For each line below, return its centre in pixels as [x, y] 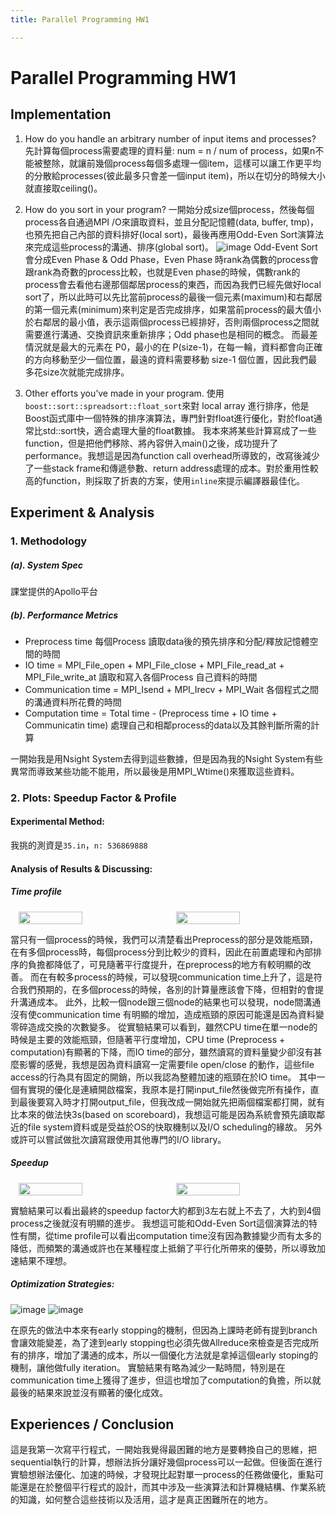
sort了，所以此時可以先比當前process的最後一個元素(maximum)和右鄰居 [173, 297]
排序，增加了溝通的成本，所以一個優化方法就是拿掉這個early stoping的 [172, 1355]
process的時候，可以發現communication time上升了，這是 [193, 977]
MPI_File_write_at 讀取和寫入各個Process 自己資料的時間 [141, 677]
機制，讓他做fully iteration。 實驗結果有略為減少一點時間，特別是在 [148, 1367]
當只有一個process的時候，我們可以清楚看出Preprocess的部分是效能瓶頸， [164, 939]
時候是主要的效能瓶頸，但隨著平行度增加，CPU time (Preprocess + [148, 1039]
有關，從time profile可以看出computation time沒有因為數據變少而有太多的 [170, 1235]
